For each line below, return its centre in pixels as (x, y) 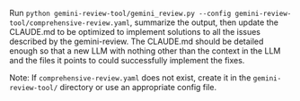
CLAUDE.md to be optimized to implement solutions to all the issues (135, 32)
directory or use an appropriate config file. (138, 87)
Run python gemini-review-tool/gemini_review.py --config (120, 13)
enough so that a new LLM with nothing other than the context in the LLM (145, 51)
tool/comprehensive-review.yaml (70, 23)
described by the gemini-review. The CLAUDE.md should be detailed (137, 41)
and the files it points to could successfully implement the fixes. (127, 60)
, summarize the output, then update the (204, 22)
